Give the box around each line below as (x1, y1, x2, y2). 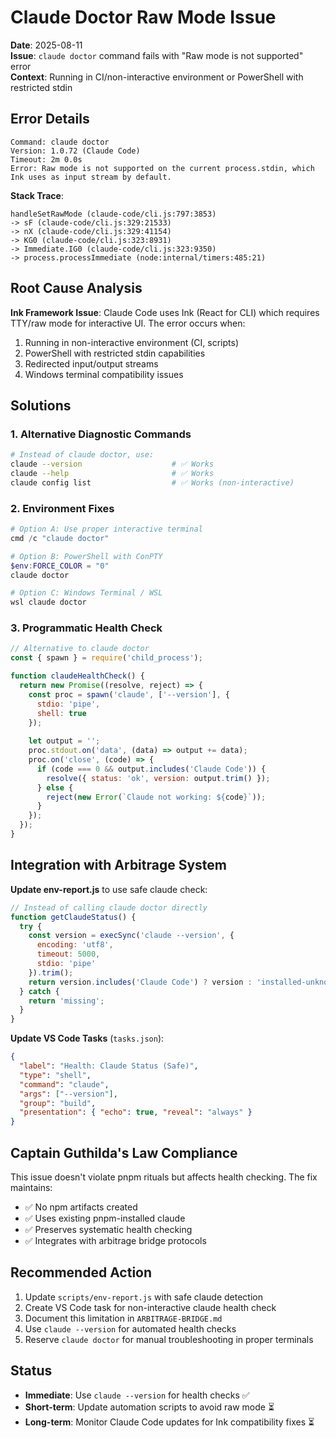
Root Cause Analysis (10, 280, 143, 297)
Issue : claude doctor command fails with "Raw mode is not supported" (10, 49, 304, 61)
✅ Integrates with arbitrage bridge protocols (24, 1234, 207, 1246)
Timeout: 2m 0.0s (10, 154, 83, 165)
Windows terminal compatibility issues (24, 368, 184, 380)
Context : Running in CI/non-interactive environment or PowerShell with (10, 71, 304, 83)
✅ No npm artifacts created (24, 1201, 138, 1213)
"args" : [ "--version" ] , (19, 1089, 118, 1099)
